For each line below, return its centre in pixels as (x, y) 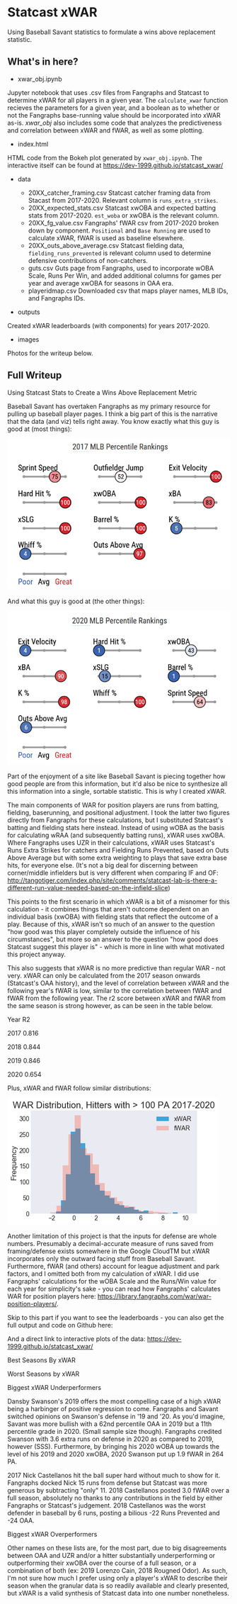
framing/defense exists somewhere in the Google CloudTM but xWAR (109, 1251)
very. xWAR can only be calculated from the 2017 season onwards (104, 975)
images (28, 339)
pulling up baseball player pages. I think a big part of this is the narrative (112, 414)
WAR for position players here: (52, 1296)
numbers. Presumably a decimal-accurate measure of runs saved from (110, 1243)
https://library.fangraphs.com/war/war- (155, 1296)
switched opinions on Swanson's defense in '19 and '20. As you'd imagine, (116, 1416)
